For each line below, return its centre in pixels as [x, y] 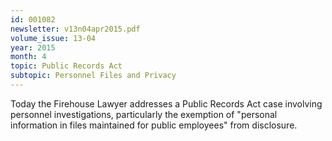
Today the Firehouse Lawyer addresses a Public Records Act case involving [166, 103]
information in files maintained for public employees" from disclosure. [154, 125]
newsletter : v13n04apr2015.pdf [75, 29]
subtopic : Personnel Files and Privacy [93, 76]
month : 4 [28, 57]
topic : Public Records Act [66, 66]
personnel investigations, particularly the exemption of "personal [144, 114]
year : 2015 [33, 47]
